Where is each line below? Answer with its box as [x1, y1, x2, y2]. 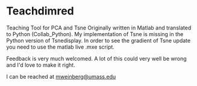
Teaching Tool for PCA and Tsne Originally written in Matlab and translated [6, 24, 192, 31]
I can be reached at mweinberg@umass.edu [6, 73, 116, 80]
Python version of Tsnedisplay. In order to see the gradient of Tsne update [6, 37, 191, 44]
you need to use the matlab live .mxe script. [6, 43, 114, 51]
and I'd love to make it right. [6, 61, 75, 69]
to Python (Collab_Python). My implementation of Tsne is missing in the [6, 30, 184, 37]
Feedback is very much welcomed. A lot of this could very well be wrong [6, 55, 187, 62]
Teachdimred [6, 4, 74, 18]
